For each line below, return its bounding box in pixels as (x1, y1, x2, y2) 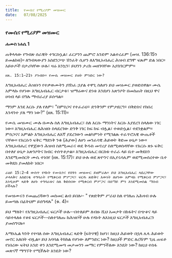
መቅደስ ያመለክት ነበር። (5, 160, 44, 166)
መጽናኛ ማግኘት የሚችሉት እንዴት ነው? (5, 247, 72, 253)
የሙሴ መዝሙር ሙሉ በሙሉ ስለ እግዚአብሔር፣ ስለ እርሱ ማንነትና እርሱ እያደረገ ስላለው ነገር (5, 119, 161, 125)
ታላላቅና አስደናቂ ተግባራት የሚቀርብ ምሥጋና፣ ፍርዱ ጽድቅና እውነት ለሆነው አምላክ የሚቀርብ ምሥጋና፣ (5, 175, 167, 180)
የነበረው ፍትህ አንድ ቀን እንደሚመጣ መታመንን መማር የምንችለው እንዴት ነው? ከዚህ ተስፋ (5, 242, 158, 248)
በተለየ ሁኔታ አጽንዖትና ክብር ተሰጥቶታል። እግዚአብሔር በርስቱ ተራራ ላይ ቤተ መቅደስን (5, 148, 150, 154)
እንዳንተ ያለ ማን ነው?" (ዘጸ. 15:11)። (5, 109, 69, 115)
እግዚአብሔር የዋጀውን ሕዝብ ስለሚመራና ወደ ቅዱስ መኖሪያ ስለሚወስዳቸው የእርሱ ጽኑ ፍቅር (5, 142, 163, 148)
